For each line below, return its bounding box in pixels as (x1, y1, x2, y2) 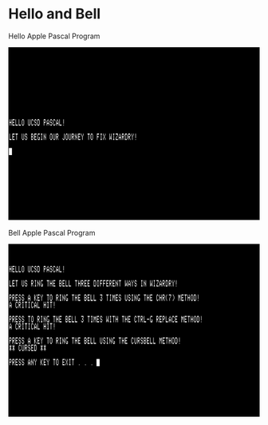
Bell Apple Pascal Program (8, 228, 96, 238)
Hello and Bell (8, 5, 101, 23)
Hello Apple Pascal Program (8, 31, 100, 41)
